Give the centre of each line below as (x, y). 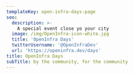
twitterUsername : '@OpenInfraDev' (55, 45)
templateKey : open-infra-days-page (51, 12)
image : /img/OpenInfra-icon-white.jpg (61, 34)
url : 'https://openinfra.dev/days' (56, 51)
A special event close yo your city (63, 28)
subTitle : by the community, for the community (67, 61)
